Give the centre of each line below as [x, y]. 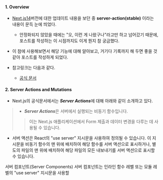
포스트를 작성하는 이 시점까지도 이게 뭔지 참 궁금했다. [69, 41]
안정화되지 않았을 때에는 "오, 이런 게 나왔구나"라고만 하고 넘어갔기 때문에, [89, 35]
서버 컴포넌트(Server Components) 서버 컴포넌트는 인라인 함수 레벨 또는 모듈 [79, 167]
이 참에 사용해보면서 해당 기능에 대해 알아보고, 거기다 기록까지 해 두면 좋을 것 [85, 51]
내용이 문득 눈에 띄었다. [34, 24]
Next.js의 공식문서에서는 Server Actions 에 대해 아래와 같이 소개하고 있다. [82, 101]
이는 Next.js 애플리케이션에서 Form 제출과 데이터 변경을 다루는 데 [91, 121]
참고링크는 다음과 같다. [34, 68]
